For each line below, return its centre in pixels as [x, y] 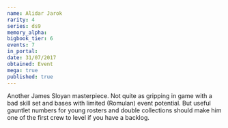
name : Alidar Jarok [35, 13]
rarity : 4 [21, 20]
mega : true [23, 70]
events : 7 [21, 45]
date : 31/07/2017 [32, 58]
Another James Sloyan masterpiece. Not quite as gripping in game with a [110, 96]
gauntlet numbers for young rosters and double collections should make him [114, 110]
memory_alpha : [27, 32]
